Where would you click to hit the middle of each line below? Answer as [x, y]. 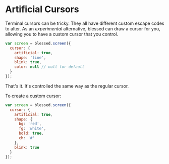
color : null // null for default [49, 67]
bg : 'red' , [30, 124]
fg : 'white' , [32, 129]
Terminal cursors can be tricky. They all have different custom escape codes [85, 23]
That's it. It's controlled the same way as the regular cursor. [67, 86]
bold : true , [31, 133]
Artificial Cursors [42, 9]
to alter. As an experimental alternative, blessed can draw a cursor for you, [83, 28]
